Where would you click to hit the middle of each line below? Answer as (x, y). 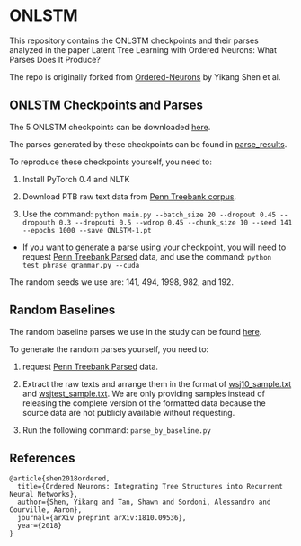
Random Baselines (62, 310)
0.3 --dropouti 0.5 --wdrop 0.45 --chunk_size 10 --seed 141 (176, 222)
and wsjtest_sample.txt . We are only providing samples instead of (143, 393)
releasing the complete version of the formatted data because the (144, 403)
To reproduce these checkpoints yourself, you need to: (111, 162)
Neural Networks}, (44, 495)
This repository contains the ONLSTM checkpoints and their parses (134, 40)
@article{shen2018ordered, (60, 479)
